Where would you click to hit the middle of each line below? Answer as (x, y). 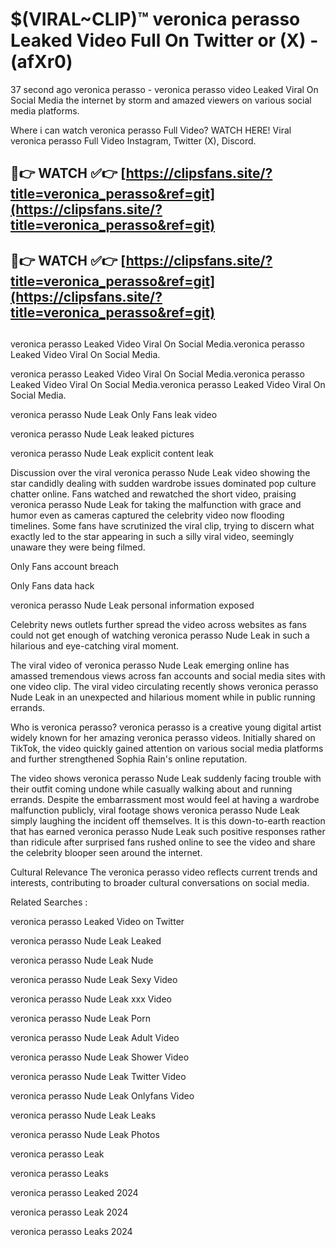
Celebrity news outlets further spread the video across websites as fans (158, 625)
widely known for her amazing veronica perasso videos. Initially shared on (163, 738)
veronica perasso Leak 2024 (69, 1212)
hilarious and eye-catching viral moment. (95, 646)
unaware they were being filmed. (78, 547)
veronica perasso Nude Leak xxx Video (91, 999)
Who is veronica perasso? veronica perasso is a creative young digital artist (166, 727)
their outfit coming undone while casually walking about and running (151, 789)
